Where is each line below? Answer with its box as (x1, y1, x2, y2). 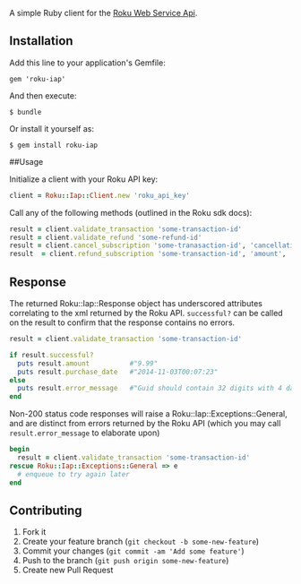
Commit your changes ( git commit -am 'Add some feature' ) (21, 545, 245, 556)
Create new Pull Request (21, 564, 114, 576)
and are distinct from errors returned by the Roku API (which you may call (9, 418, 281, 429)
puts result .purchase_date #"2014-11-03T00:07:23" (17, 367, 219, 376)
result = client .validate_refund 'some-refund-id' (9, 233, 202, 242)
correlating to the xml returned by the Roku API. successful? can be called (9, 308, 284, 318)
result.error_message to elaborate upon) (9, 427, 160, 438)
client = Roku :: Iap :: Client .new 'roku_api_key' (9, 191, 191, 200)
